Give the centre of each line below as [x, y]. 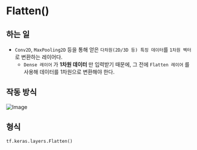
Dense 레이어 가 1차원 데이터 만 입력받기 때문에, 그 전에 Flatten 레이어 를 [107, 64]
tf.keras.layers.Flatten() [39, 141]
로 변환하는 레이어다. [39, 57]
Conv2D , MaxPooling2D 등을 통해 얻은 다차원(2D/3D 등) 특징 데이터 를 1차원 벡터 [103, 50]
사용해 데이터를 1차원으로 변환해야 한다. [69, 72]
